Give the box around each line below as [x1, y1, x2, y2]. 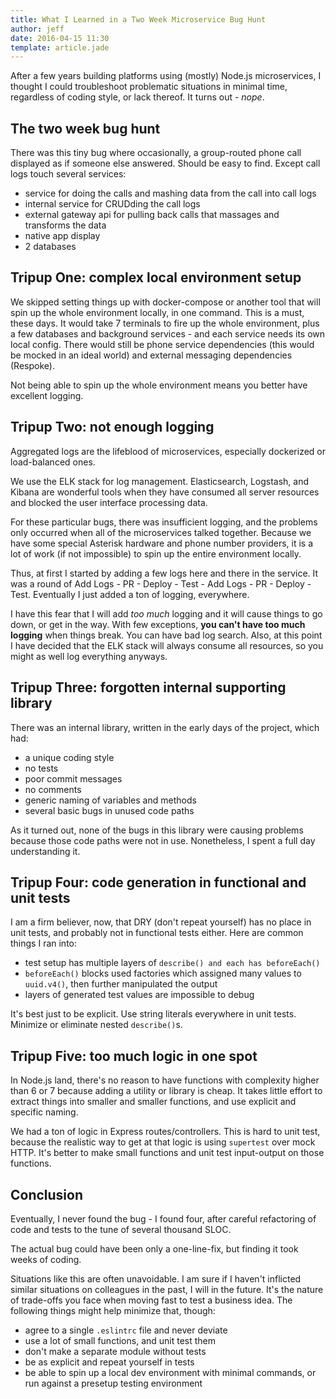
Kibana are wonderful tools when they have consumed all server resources [10, 486, 320, 498]
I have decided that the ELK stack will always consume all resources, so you [10, 639, 324, 651]
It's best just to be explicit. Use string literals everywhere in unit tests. [10, 1008, 297, 1020]
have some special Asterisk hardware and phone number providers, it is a [10, 537, 314, 549]
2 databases [24, 241, 77, 253]
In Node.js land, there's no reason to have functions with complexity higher [10, 1074, 320, 1086]
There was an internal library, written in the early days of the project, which [10, 721, 320, 733]
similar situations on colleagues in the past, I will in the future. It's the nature [10, 1283, 324, 1295]
